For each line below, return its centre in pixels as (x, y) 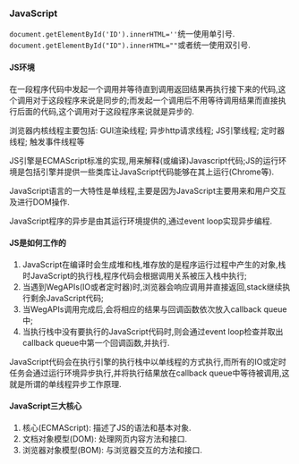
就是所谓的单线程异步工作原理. (66, 384)
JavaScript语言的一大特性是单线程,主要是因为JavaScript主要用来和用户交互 (148, 190)
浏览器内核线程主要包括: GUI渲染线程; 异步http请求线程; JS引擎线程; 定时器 (147, 130)
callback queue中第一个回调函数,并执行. (96, 342)
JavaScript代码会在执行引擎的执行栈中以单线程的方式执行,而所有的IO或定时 (148, 361)
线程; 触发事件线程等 (47, 141)
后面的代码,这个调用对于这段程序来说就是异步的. (106, 111)
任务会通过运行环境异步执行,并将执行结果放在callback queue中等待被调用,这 (149, 373)
